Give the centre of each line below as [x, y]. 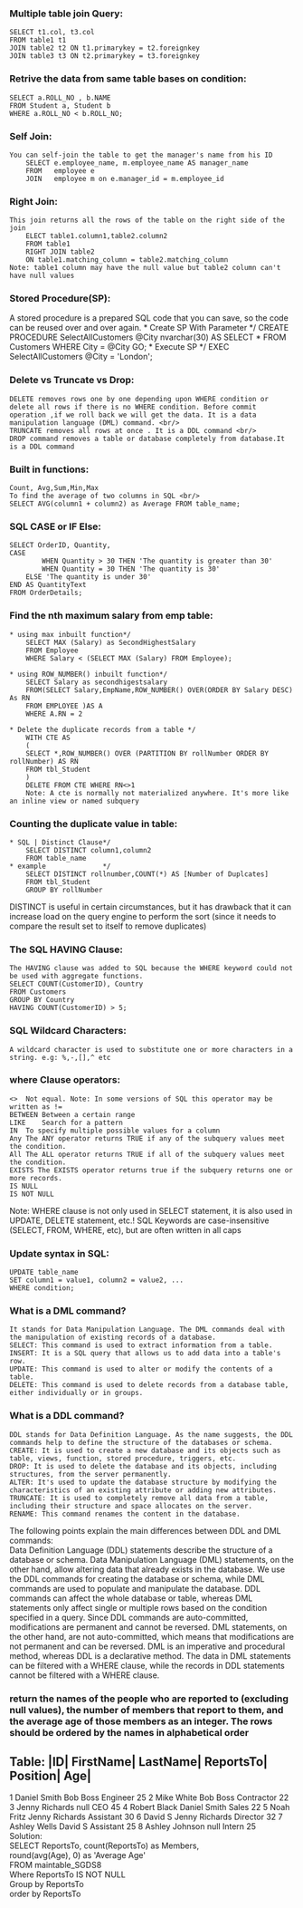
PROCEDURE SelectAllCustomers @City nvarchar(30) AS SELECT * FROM [148, 337]
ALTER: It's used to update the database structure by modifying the [143, 1482]
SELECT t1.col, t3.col [52, 33]
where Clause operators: [65, 1080]
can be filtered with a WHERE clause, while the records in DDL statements [147, 1665]
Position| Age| [51, 1776]
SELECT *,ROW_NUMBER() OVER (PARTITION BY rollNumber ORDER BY [147, 753]
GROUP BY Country [42, 1000]
